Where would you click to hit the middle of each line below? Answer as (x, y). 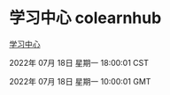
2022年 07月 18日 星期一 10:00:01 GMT (80, 81)
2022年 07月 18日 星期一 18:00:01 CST (79, 62)
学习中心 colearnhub (85, 18)
